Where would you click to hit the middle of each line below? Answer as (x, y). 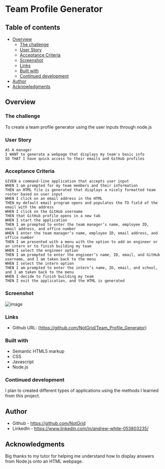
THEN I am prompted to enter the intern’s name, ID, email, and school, (82, 268)
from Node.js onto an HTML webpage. (44, 462)
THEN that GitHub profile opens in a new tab (53, 216)
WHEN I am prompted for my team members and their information (72, 186)
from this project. (23, 396)
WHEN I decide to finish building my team (49, 277)
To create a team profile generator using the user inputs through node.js (79, 127)
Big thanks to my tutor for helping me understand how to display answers (80, 456)
